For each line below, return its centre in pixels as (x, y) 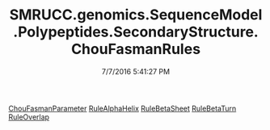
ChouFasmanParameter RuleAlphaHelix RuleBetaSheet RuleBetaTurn (122, 108)
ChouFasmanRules (136, 49)
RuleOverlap (29, 117)
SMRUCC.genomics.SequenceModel (136, 15)
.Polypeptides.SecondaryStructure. (136, 32)
